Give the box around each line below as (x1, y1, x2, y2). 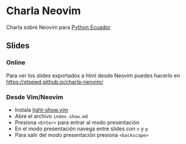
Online (6, 58, 25, 67)
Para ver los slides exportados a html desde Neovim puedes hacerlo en (6, 72, 181, 79)
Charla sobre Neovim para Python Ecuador (6, 24, 111, 31)
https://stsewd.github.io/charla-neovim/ (6, 78, 104, 85)
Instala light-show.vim (14, 106, 69, 113)
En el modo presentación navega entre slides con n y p (14, 125, 148, 132)
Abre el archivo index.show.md (14, 112, 88, 119)
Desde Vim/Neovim (6, 93, 63, 101)
